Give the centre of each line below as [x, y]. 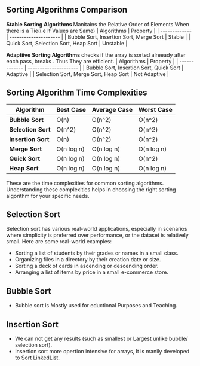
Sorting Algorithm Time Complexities [77, 93]
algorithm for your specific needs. [48, 196]
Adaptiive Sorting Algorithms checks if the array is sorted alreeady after [96, 55]
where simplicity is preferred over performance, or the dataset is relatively [98, 235]
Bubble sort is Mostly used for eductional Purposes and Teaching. [96, 306]
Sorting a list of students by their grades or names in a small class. [97, 253]
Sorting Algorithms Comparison [67, 10]
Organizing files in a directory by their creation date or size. [88, 260]
